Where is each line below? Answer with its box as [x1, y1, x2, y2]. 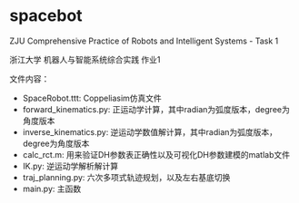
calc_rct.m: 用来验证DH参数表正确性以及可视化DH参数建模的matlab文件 [22, 149, 291, 159]
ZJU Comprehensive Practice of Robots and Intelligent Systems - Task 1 [9, 35, 279, 46]
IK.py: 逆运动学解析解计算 [22, 160, 119, 171]
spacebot [9, 5, 84, 26]
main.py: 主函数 [22, 183, 82, 194]
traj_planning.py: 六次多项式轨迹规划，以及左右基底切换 [22, 171, 231, 182]
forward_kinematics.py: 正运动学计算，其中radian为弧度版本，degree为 [22, 103, 291, 114]
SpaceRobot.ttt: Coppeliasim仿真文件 [22, 92, 162, 103]
